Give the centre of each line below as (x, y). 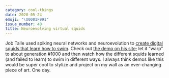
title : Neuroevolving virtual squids (45, 29)
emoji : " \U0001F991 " (27, 19)
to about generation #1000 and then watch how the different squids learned (84, 54)
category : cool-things (29, 10)
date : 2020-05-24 (24, 15)
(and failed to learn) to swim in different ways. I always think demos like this (84, 59)
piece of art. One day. (28, 70)
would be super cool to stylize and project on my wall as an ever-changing (83, 65)
